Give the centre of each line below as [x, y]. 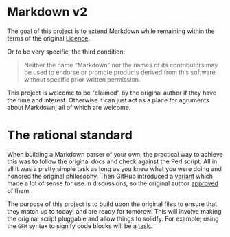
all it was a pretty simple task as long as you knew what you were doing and [114, 168]
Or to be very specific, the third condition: [66, 52]
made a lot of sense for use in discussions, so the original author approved [113, 183]
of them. [19, 190]
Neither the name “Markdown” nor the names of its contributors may [121, 65]
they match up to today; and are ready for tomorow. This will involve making [114, 211]
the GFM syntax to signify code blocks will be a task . [80, 226]
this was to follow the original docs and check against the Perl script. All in [112, 161]
